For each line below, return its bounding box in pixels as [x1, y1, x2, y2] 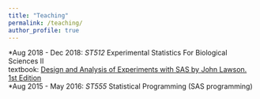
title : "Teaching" [8, 11, 69, 20]
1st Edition [8, 73, 42, 83]
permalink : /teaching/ [8, 19, 83, 27]
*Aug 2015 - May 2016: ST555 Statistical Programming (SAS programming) [8, 82, 253, 91]
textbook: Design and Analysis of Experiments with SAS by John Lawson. [8, 65, 247, 74]
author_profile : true [8, 26, 80, 34]
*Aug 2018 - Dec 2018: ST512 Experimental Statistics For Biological [8, 48, 228, 58]
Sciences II [8, 56, 44, 66]
